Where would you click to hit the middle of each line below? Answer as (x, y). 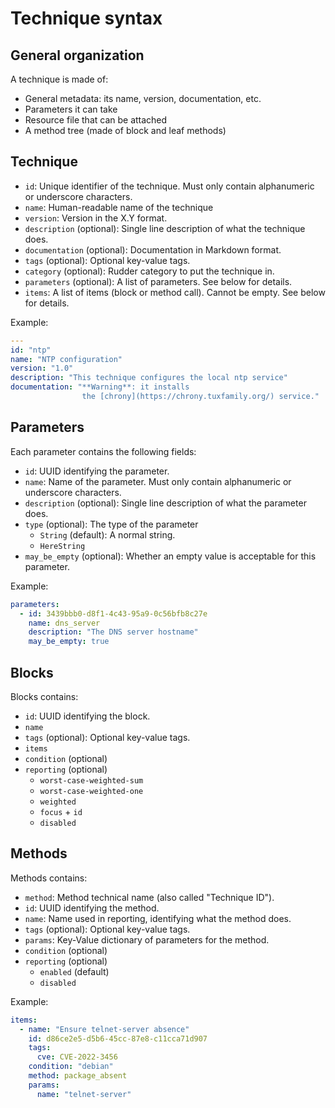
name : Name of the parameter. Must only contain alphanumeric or (158, 481)
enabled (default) (74, 971)
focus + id (61, 811)
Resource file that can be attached (96, 120)
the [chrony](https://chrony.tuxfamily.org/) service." (200, 397)
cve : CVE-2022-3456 (77, 1057)
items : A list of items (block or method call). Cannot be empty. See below (175, 292)
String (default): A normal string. (107, 534)
